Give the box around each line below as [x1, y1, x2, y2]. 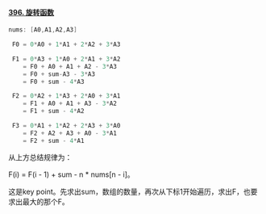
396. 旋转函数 [8, 7, 55, 17]
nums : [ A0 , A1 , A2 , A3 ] [8, 26, 78, 34]
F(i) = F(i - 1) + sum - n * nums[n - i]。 [8, 170, 135, 179]
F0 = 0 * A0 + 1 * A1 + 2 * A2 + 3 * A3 [11, 40, 121, 48]
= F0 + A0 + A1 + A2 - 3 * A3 [23, 62, 117, 70]
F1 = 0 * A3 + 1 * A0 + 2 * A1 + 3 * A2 [11, 55, 121, 63]
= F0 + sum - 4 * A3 [23, 78, 85, 86]
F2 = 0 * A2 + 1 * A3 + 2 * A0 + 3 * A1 [11, 92, 121, 100]
